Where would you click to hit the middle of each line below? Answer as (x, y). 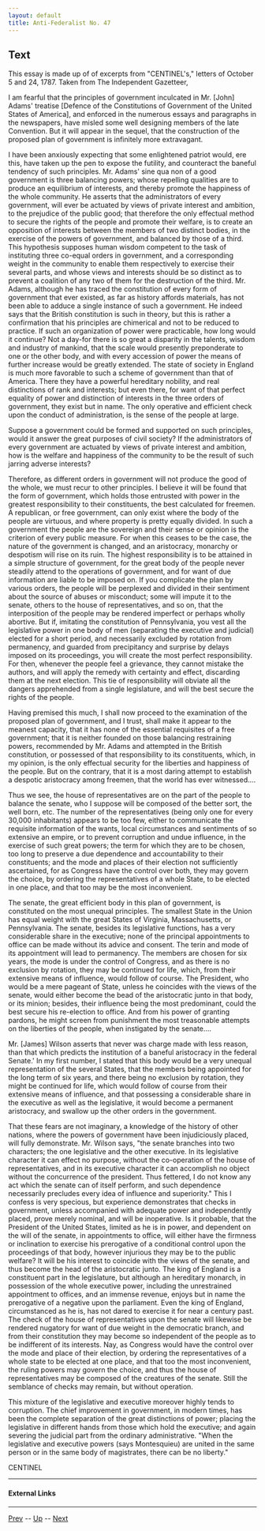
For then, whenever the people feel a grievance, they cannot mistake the (126, 664)
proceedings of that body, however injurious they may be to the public (122, 1252)
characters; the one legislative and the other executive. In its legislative (123, 1152)
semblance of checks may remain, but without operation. (101, 1386)
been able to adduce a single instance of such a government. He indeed (125, 306)
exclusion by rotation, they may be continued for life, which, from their (122, 970)
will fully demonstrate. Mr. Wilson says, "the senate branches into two (121, 1143)
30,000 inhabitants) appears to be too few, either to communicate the (121, 820)
